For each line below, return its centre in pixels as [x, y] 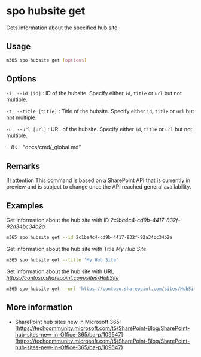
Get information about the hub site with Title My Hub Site [76, 249]
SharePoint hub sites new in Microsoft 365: [68, 322]
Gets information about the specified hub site [62, 28]
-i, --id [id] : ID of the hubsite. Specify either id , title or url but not [94, 93]
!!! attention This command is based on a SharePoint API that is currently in [98, 180]
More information [39, 308]
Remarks [23, 166]
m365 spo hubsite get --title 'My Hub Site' [63, 260]
